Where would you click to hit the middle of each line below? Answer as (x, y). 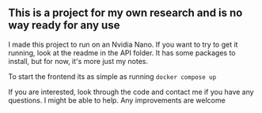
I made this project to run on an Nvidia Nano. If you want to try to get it (123, 44)
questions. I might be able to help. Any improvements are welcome (117, 100)
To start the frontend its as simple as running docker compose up (112, 76)
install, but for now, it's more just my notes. (78, 61)
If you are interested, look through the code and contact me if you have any (131, 92)
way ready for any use (64, 26)
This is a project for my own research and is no (125, 13)
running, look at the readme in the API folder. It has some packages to (122, 53)
